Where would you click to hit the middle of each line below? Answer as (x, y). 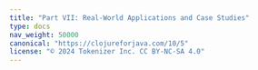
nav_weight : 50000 (44, 35)
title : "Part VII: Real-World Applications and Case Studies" (129, 18)
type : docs (30, 26)
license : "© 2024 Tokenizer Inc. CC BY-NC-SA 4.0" (107, 52)
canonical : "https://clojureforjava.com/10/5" (99, 43)
